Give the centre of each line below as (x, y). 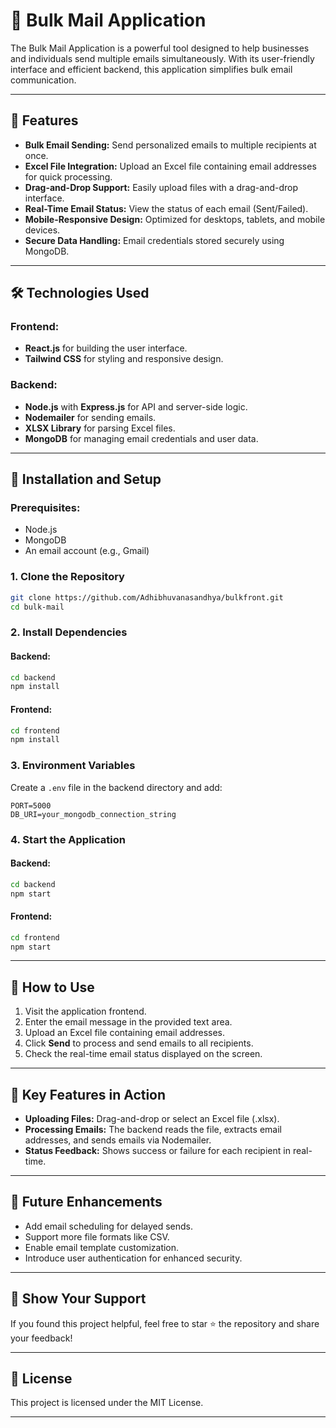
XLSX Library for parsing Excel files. (100, 428)
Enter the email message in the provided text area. (128, 1022)
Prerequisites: (45, 508)
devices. (42, 230)
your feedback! (41, 1338)
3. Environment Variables (73, 766)
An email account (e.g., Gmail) (87, 551)
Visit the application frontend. (85, 1011)
